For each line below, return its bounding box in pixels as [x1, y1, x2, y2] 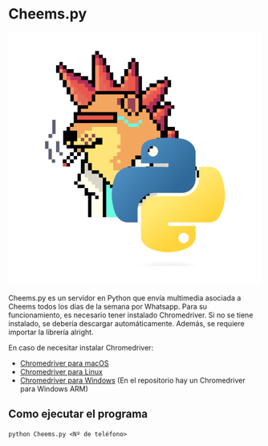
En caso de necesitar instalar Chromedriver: [8, 342, 154, 352]
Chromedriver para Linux [19, 366, 103, 376]
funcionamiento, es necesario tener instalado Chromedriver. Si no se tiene [8, 310, 254, 320]
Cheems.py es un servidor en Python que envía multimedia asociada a [8, 293, 242, 302]
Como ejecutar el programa [8, 407, 148, 421]
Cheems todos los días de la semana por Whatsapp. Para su [8, 301, 207, 311]
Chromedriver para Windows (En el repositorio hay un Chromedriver [19, 375, 246, 385]
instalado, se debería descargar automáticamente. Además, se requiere [8, 318, 245, 328]
